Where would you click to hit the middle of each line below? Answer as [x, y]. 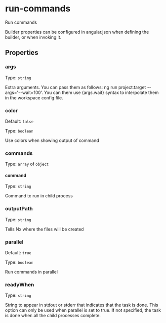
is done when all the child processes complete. [53, 316]
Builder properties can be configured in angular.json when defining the [77, 32]
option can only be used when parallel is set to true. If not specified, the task [83, 310]
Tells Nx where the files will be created [44, 229]
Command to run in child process [39, 196]
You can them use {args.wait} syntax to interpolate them [102, 92]
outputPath [19, 209]
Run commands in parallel [32, 272]
